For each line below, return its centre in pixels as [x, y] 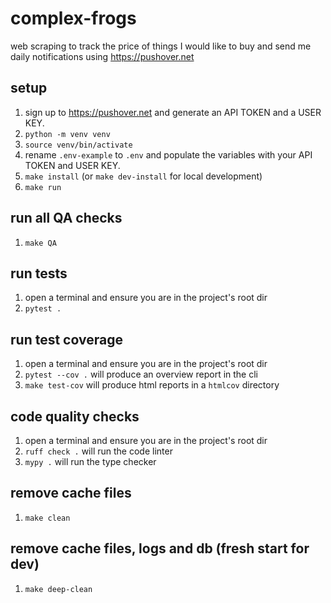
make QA [40, 243]
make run [43, 187]
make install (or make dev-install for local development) [143, 176]
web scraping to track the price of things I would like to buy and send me [161, 46]
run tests [39, 273]
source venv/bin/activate [78, 145]
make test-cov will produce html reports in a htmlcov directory [152, 385]
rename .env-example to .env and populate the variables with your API [168, 154]
